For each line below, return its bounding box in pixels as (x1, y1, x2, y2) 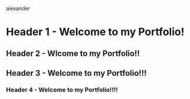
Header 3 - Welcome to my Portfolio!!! (6, 68, 147, 78)
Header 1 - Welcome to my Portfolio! (6, 26, 185, 38)
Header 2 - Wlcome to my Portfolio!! (6, 48, 140, 58)
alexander (6, 5, 30, 12)
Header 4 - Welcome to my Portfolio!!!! (6, 86, 118, 94)
